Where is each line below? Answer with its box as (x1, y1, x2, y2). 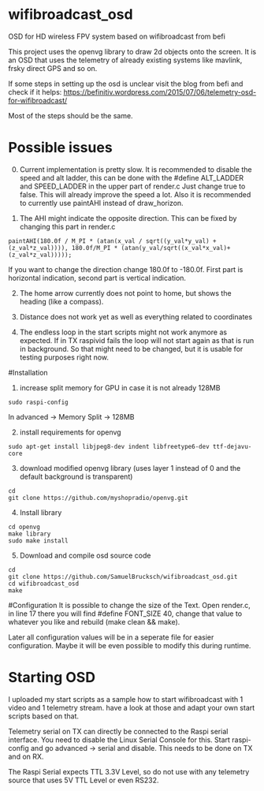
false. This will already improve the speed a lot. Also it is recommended (19, 189, 251, 199)
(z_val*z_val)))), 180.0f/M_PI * (8, 244, 118, 252)
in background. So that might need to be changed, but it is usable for (19, 344, 244, 353)
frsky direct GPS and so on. (8, 63, 98, 73)
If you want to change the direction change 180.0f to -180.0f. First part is (8, 264, 244, 274)
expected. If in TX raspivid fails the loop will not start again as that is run (19, 335, 255, 345)
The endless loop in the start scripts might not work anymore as (19, 327, 227, 337)
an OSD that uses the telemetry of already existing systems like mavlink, (8, 55, 243, 65)
